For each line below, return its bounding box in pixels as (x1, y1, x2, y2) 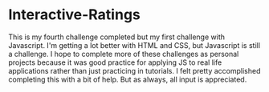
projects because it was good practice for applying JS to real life (8, 58, 222, 67)
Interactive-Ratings (8, 6, 141, 24)
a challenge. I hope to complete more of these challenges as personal (8, 49, 239, 58)
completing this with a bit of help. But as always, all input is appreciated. (8, 74, 247, 84)
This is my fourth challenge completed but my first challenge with (8, 32, 226, 42)
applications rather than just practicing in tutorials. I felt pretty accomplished (8, 66, 261, 75)
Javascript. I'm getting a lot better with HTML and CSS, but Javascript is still (8, 40, 261, 50)
